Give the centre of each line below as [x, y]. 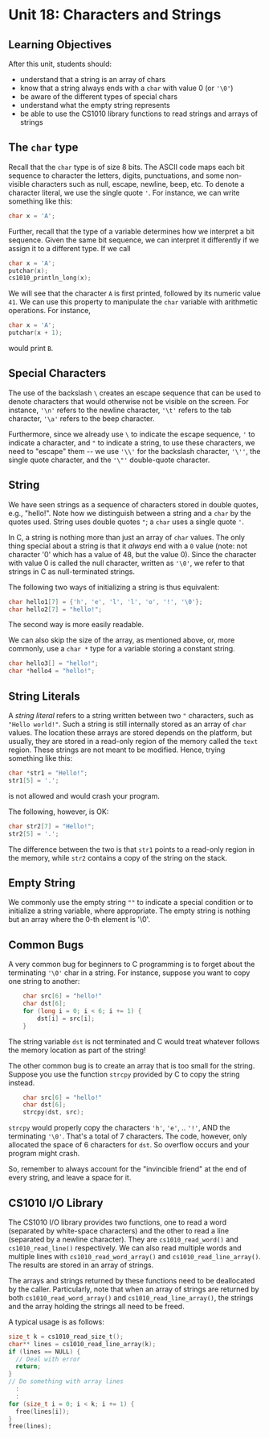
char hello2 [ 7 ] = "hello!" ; [55, 609]
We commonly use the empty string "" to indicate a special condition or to [131, 903]
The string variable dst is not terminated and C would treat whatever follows [134, 1041]
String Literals [44, 696]
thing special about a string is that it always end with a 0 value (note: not [128, 546]
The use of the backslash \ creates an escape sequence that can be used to [134, 393]
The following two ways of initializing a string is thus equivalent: [114, 587]
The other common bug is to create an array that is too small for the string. [132, 1065]
